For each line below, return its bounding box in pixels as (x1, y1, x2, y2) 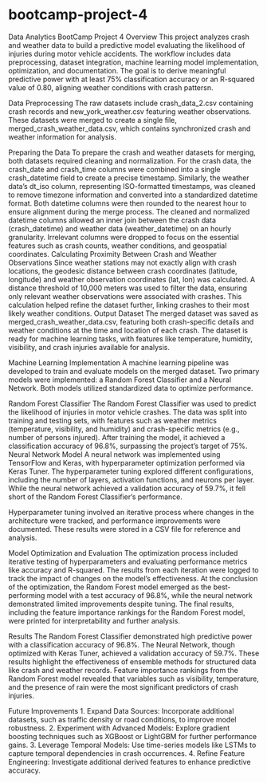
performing (8, 590, 45, 600)
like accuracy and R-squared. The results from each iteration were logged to (8, 565, 259, 575)
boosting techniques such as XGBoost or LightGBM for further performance (8, 731, 257, 741)
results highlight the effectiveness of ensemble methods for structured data (8, 656, 257, 667)
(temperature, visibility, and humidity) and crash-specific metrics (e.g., (8, 424, 241, 434)
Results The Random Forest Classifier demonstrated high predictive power (8, 632, 253, 641)
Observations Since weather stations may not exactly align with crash (8, 258, 238, 267)
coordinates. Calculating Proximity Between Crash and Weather (8, 249, 218, 258)
